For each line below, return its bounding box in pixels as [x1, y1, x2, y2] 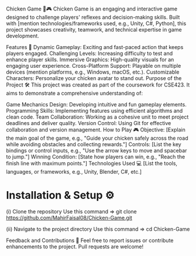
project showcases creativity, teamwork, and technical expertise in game [6, 26, 183, 33]
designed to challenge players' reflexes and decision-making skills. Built [6, 14, 180, 20]
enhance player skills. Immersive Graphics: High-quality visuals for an [6, 56, 174, 63]
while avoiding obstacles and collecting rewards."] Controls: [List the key [6, 141, 181, 148]
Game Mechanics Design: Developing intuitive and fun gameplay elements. [6, 101, 187, 108]
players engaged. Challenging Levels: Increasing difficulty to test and [6, 50, 173, 57]
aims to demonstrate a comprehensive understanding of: [6, 90, 143, 96]
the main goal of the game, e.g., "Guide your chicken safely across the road [6, 134, 188, 141]
